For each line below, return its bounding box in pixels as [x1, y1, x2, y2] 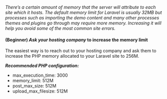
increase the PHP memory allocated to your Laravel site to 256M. [5, 53, 139, 59]
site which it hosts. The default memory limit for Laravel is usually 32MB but [5, 9, 162, 15]
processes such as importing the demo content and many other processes [5, 15, 159, 20]
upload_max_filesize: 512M [12, 88, 68, 94]
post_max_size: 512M [12, 83, 56, 89]
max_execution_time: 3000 [12, 72, 68, 79]
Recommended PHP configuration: [5, 63, 79, 69]
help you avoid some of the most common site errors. [5, 25, 116, 31]
